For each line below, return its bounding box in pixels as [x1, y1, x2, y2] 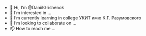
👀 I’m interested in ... [9, 10, 52, 16]
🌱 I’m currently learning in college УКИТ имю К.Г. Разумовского [9, 15, 142, 20]
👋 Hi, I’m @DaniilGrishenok [9, 5, 64, 10]
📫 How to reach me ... [9, 26, 56, 31]
